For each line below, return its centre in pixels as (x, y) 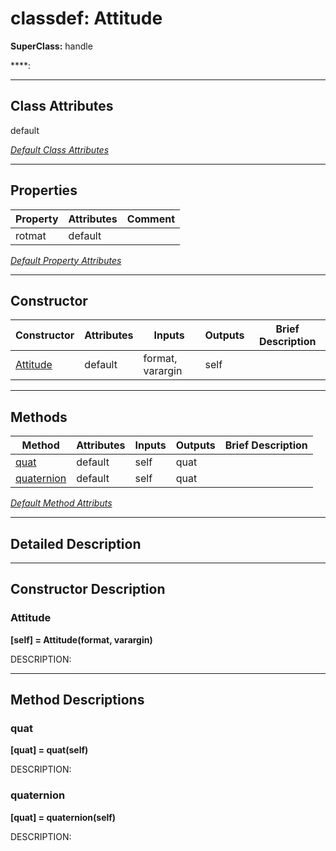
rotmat (31, 235)
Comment (151, 219)
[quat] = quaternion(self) (63, 817)
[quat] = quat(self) (49, 750)
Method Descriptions (77, 700)
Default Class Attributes (60, 149)
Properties (44, 190)
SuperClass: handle (51, 46)
